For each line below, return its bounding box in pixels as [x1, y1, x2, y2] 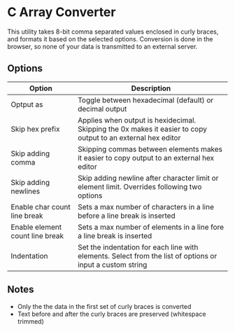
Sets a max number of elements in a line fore [78, 222, 225, 232]
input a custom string [78, 260, 148, 270]
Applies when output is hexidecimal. [78, 115, 197, 125]
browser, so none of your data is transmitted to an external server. [7, 42, 198, 50]
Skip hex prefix [10, 124, 60, 134]
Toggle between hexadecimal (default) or [78, 95, 214, 105]
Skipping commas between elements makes [78, 144, 222, 154]
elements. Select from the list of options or [78, 251, 218, 261]
